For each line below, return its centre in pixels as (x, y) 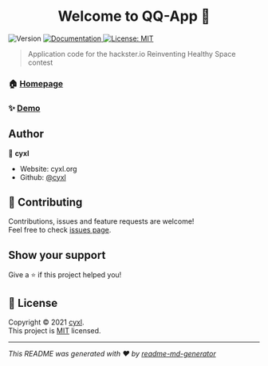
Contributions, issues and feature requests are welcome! (101, 221)
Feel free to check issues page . (60, 230)
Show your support (57, 255)
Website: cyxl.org (48, 169)
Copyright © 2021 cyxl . (46, 322)
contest (40, 62)
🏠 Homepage (36, 83)
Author (26, 134)
